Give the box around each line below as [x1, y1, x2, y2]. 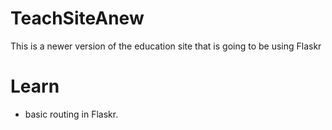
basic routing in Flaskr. [24, 108, 119, 120]
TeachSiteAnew [10, 7, 145, 30]
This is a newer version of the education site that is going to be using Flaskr [10, 40, 322, 52]
